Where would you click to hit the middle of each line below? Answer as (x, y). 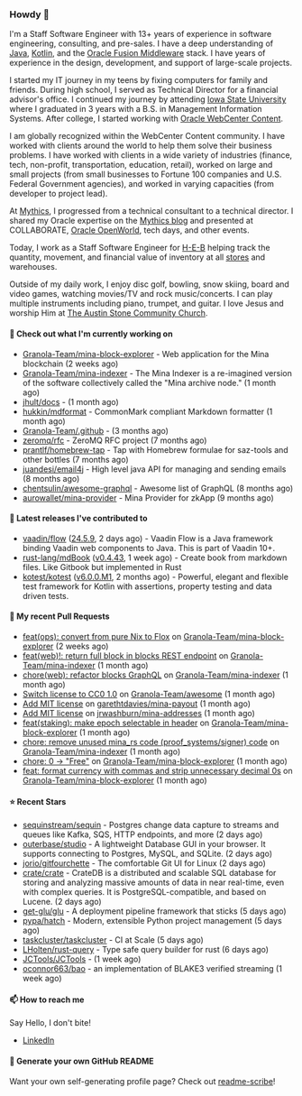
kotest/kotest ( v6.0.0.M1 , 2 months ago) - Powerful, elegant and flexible (155, 576)
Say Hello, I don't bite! (50, 1023)
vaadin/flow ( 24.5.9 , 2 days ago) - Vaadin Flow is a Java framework (147, 538)
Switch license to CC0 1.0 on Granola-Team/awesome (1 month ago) (149, 694)
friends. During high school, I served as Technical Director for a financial (144, 90)
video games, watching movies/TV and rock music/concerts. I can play (141, 294)
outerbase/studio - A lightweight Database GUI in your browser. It (144, 844)
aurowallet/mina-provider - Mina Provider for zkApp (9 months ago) (148, 497)
